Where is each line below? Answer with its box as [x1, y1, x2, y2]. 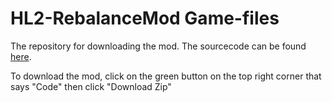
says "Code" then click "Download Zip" [10, 80, 172, 92]
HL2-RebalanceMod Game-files [10, 7, 280, 30]
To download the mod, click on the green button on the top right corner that [10, 70, 322, 82]
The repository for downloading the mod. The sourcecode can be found [10, 40, 307, 52]
